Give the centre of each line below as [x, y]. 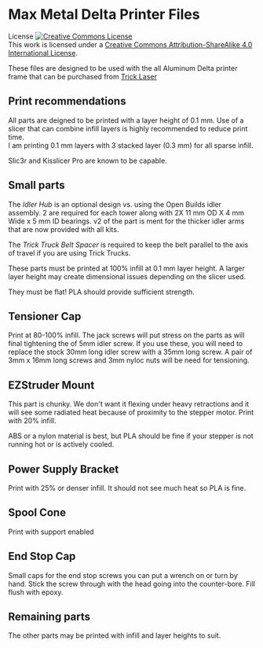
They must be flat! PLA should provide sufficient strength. [101, 292]
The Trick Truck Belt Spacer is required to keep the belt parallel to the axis [128, 245]
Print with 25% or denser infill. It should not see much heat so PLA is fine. [127, 488]
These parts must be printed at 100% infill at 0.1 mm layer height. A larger [126, 268]
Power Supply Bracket [64, 469]
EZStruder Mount [51, 385]
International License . [43, 53]
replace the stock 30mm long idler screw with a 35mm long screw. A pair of [130, 352]
